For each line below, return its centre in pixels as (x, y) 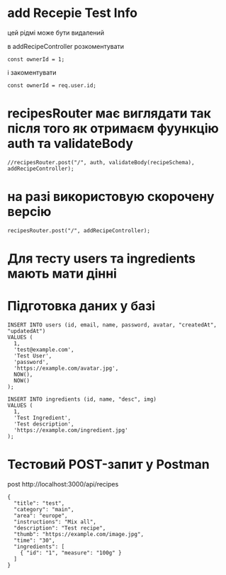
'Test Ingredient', (43, 418)
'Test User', (33, 355)
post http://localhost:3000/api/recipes (63, 484)
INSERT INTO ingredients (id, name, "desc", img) (82, 399)
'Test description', (44, 424)
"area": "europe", (41, 516)
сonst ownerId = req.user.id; (52, 85)
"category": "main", (44, 509)
